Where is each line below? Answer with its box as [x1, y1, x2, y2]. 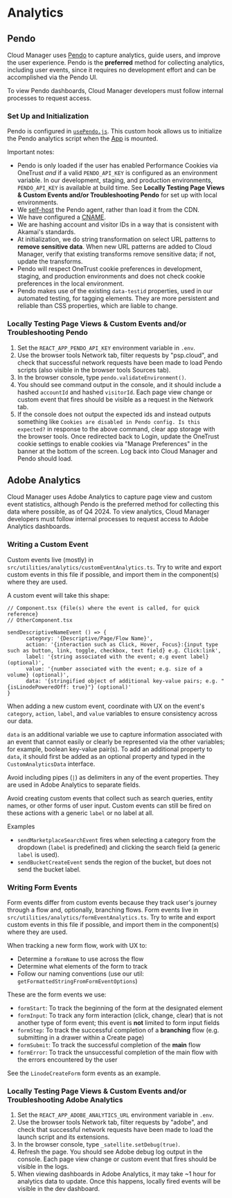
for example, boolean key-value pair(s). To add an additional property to [7, 745, 213, 753]
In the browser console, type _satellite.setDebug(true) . [17, 1140, 181, 1149]
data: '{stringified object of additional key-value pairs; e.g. [25, 678, 218, 684]
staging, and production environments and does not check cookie [17, 272, 206, 281]
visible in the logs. [17, 1163, 69, 1171]
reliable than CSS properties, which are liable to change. [17, 302, 178, 310]
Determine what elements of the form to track [17, 962, 148, 970]
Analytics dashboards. [7, 523, 71, 531]
